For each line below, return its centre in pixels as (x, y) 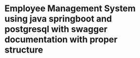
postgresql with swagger (56, 29)
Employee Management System (70, 9)
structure (24, 50)
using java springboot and (58, 19)
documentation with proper (61, 40)
